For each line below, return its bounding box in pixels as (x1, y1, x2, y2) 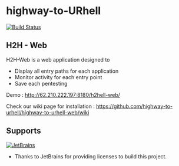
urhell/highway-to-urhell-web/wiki (6, 109, 89, 116)
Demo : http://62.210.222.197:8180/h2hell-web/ (6, 91, 121, 98)
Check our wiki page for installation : (6, 103, 95, 110)
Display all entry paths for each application (14, 67, 119, 74)
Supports (6, 126, 41, 136)
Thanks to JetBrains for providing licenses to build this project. (14, 153, 167, 160)
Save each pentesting (14, 80, 68, 87)
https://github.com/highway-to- (96, 103, 173, 110)
